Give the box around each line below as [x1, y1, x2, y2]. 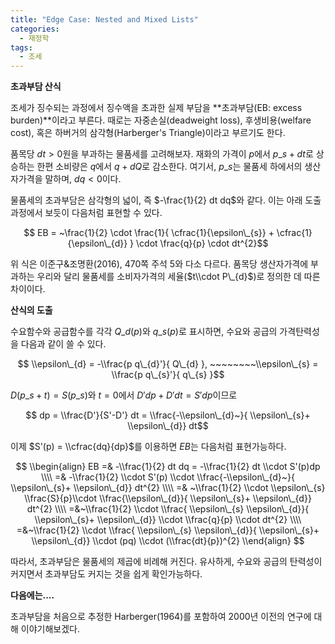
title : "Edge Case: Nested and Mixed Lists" [10, 14, 199, 25]
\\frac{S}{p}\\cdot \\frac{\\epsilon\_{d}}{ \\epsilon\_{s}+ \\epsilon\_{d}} [24, 492, 312, 505]
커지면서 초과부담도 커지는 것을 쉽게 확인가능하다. [10, 568, 203, 580]
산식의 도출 [10, 304, 53, 316]
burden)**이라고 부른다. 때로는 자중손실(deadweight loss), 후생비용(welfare [10, 114, 312, 126]
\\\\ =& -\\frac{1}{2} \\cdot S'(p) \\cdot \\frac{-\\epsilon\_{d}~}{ [41, 471, 295, 483]
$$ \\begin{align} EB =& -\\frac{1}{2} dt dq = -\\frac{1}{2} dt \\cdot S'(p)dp [15, 461, 321, 473]
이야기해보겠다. [20, 623, 81, 635]
